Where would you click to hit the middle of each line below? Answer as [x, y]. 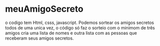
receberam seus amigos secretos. [40, 38]
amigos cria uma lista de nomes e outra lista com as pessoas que [71, 33]
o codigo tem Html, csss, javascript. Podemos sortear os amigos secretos [80, 23]
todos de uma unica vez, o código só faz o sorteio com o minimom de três [80, 27]
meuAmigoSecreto [44, 9]
